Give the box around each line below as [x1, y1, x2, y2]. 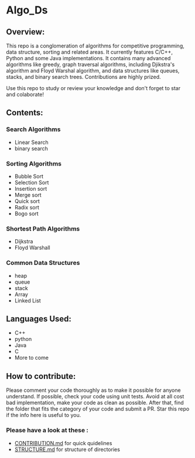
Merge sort [14, 191, 42, 198]
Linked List [14, 297, 41, 304]
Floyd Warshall [14, 244, 51, 252]
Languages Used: [6, 314, 72, 323]
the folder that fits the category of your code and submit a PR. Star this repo [6, 405, 190, 412]
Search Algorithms [6, 125, 61, 133]
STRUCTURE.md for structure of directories [14, 446, 120, 453]
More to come [14, 354, 49, 361]
